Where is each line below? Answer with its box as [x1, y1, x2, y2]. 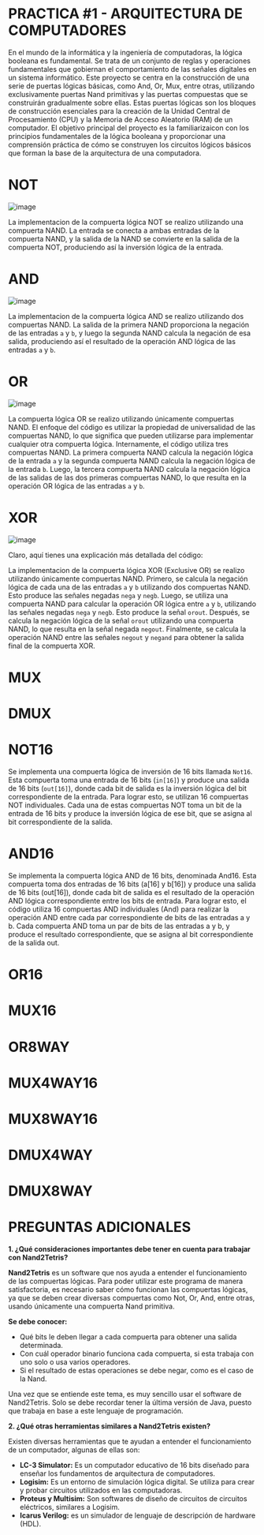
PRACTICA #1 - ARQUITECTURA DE [8, 5, 243, 23]
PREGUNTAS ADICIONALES [8, 1219, 191, 1236]
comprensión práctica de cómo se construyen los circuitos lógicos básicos [8, 140, 251, 149]
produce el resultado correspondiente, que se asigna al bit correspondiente [8, 929, 254, 939]
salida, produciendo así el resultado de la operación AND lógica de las [8, 336, 236, 346]
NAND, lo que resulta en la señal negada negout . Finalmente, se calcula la [8, 624, 247, 634]
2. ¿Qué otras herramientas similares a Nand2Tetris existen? [8, 1421, 211, 1431]
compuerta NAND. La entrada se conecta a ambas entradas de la [8, 226, 220, 235]
